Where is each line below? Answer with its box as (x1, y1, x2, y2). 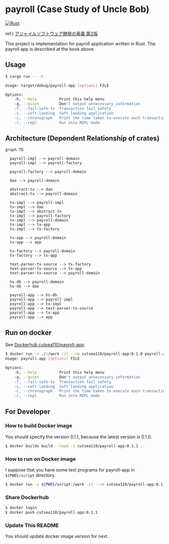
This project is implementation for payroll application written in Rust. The (5, 40, 156, 46)
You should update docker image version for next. (5, 533, 109, 539)
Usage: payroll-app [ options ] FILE (5, 356, 80, 361)
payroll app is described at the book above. (5, 46, 95, 52)
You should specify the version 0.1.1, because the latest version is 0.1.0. (5, 434, 152, 440)
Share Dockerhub (5, 494, 49, 501)
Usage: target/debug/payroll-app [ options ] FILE (5, 83, 109, 88)
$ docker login (5, 505, 37, 510)
